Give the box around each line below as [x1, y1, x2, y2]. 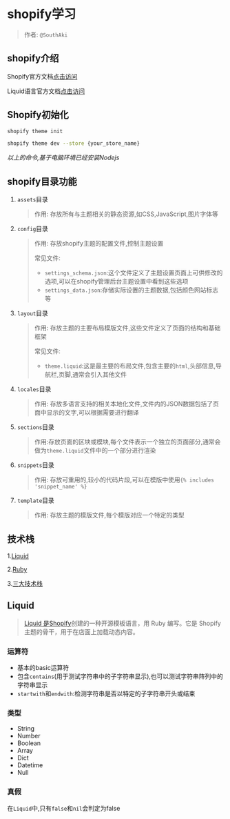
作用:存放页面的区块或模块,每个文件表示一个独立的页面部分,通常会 [34, 437, 221, 446]
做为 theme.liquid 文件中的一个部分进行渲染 [34, 446, 156, 455]
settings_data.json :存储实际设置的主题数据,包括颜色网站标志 [44, 286, 219, 294]
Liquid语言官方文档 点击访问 [7, 87, 85, 95]
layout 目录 [17, 309, 48, 317]
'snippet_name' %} [34, 484, 87, 491]
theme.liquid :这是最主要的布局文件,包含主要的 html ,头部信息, [44, 362, 216, 370]
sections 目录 [17, 423, 55, 431]
